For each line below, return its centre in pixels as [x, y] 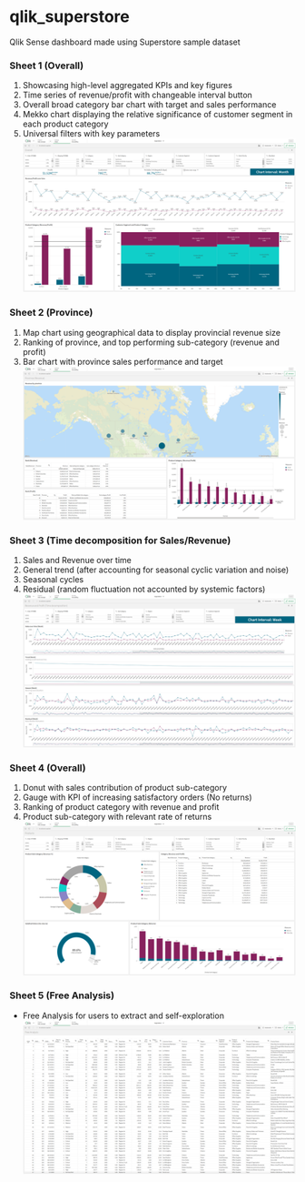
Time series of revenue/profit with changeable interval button [137, 95]
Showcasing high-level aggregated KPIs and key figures [128, 86]
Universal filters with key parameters [91, 134]
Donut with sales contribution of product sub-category [125, 788]
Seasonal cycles [53, 580]
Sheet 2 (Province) [51, 313]
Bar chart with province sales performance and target [123, 361]
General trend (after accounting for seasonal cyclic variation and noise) [156, 570]
